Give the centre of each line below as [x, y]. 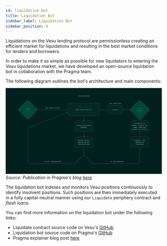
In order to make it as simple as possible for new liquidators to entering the [82, 61]
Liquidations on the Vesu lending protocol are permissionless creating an [80, 41]
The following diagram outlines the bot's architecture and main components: [83, 81]
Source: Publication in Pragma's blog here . [50, 178]
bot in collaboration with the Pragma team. [49, 71]
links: [11, 218]
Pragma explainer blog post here [46, 238]
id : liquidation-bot [27, 10]
